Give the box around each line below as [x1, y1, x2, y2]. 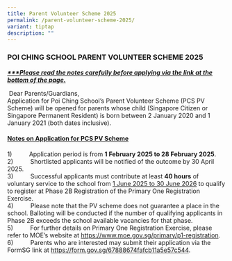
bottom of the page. [7, 76, 66, 84]
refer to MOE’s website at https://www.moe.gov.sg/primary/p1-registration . [7, 230, 221, 239]
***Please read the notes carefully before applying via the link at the [7, 68, 213, 76]
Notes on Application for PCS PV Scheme [7, 135, 129, 143]
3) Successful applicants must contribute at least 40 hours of [7, 171, 199, 180]
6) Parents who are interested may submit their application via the [7, 238, 211, 246]
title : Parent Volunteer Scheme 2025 [7, 10, 117, 17]
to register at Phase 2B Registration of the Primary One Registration [7, 187, 200, 195]
